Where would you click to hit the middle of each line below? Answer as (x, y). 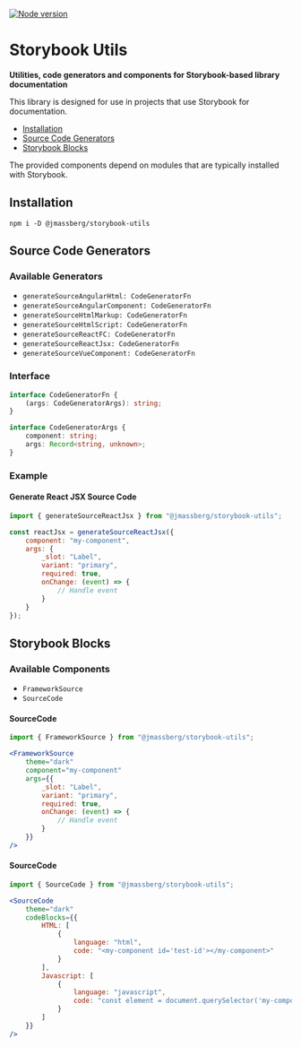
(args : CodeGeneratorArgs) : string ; (94, 403)
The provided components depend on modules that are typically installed (144, 165)
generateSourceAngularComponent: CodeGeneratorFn (117, 306)
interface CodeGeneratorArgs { (68, 428)
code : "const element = (118, 1001)
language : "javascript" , (120, 992)
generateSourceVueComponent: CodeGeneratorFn (108, 354)
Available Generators (56, 276)
